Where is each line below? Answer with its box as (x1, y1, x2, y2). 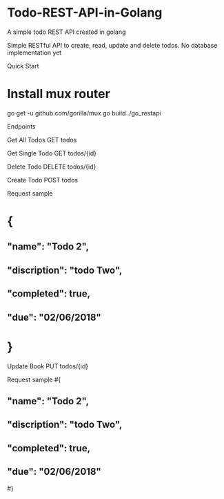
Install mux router (7, 86, 110, 102)
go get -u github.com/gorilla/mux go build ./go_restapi (7, 109, 161, 117)
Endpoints (7, 122, 36, 131)
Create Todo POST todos (7, 176, 78, 184)
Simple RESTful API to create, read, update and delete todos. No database (7, 41, 218, 49)
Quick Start (7, 62, 39, 70)
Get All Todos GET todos (7, 135, 77, 144)
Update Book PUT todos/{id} (7, 361, 89, 370)
